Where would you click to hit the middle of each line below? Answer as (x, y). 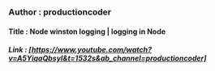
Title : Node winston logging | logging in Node (87, 31)
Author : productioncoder (60, 12)
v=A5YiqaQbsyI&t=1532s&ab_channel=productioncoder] (107, 58)
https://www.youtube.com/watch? (92, 50)
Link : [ (20, 50)
